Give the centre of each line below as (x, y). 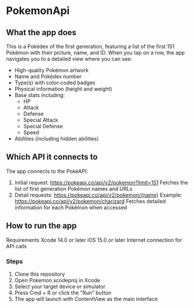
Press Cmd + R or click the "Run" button (63, 292)
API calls (17, 246)
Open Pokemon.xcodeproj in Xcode (57, 280)
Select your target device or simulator (60, 286)
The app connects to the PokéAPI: (47, 171)
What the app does (41, 32)
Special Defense (43, 126)
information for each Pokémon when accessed (71, 207)
